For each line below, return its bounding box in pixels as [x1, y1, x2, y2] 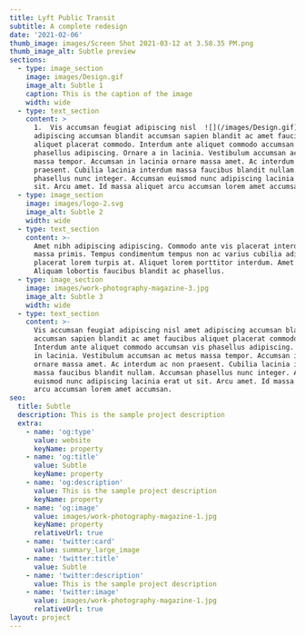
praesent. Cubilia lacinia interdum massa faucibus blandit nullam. [33, 165, 299, 174]
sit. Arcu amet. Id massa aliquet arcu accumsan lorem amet [33, 183, 266, 192]
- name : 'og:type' [25, 427, 95, 436]
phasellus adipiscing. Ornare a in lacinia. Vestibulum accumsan [33, 148, 286, 157]
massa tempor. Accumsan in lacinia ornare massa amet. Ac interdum [33, 156, 295, 166]
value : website [33, 435, 92, 445]
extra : [17, 419, 43, 428]
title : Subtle [17, 402, 71, 412]
